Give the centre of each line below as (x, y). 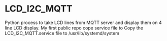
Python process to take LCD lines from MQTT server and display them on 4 (83, 22)
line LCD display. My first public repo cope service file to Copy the (74, 27)
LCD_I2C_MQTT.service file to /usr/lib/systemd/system (62, 33)
